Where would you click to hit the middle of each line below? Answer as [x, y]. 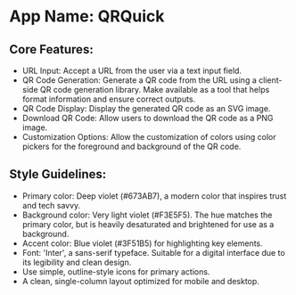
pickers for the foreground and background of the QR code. [132, 146]
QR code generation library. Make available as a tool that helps [155, 90]
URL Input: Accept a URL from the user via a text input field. [132, 70]
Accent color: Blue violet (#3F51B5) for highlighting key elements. [142, 243]
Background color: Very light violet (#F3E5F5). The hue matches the [147, 215]
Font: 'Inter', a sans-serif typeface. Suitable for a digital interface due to [153, 252]
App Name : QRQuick [87, 16]
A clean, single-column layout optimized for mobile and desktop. [141, 281]
